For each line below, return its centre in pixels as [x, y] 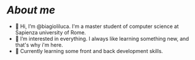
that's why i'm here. [39, 45]
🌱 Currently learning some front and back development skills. [89, 51]
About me [31, 10]
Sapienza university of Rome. [51, 32]
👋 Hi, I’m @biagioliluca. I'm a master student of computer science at [97, 26]
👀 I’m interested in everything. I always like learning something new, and [102, 38]
